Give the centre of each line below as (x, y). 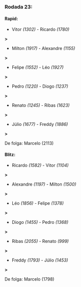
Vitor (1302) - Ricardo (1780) (40, 29)
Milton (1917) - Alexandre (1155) (43, 48)
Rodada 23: (19, 7)
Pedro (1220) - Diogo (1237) (40, 86)
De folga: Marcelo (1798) (29, 279)
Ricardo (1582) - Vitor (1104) (40, 166)
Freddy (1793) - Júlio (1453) (40, 260)
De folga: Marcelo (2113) (29, 143)
